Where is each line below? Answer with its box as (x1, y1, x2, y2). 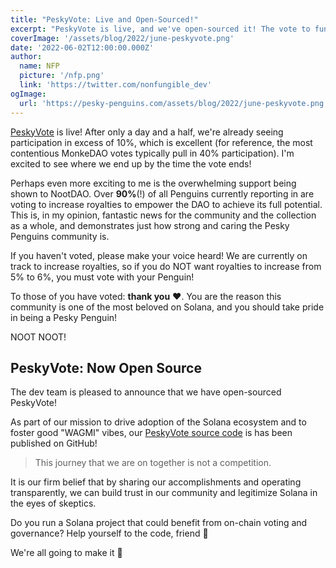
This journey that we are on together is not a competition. (34, 457, 272, 469)
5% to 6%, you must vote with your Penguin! (10, 271, 195, 283)
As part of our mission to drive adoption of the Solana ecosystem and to (10, 416, 307, 428)
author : (10, 52, 43, 62)
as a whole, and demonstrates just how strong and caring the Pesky (10, 219, 290, 231)
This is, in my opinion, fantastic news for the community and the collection (10, 209, 317, 221)
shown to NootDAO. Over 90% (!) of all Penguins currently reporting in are (10, 187, 315, 200)
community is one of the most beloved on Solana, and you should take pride (10, 301, 325, 313)
